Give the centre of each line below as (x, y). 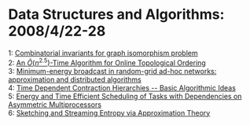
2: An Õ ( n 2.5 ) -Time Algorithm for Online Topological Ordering (107, 62)
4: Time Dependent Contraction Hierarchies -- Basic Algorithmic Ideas (122, 87)
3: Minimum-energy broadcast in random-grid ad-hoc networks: (112, 71)
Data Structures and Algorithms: (116, 15)
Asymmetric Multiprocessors (55, 105)
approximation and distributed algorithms (75, 79)
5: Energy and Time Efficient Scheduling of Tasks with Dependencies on (125, 96)
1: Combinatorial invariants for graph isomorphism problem (103, 53)
